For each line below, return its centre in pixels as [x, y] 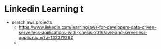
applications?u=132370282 [46, 37]
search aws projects [32, 22]
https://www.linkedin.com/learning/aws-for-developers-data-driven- [88, 27]
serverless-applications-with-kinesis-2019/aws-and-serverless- [83, 32]
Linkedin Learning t [44, 9]
